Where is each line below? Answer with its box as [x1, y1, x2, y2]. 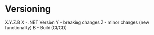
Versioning [5, 3, 51, 15]
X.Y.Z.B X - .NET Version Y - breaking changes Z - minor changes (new [5, 19, 150, 25]
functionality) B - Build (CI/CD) [5, 24, 67, 30]
